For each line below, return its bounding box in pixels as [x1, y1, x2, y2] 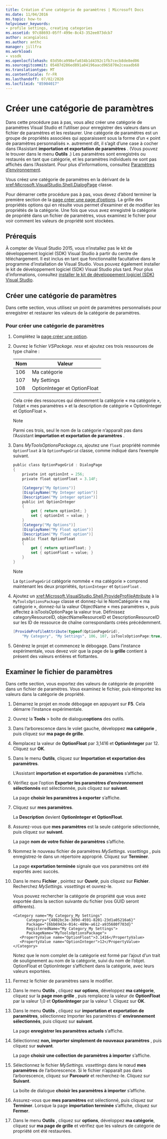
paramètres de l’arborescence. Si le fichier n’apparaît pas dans [12, 1067, 142, 1073]
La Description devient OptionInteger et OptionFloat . [12, 814, 123, 820]
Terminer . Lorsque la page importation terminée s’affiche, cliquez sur [12, 1103, 158, 1109]
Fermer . [12, 1108, 30, 1114]
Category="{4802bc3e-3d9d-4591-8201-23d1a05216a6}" [26, 918, 136, 923]
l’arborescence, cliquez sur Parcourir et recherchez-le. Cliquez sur [12, 1073, 151, 1079]
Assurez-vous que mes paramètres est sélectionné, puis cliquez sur [12, 1097, 154, 1103]
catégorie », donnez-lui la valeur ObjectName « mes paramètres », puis [12, 603, 160, 609]
